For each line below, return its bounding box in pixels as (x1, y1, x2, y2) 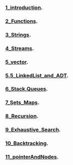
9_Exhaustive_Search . (5, 126, 61, 133)
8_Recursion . (5, 113, 39, 120)
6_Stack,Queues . (5, 86, 48, 93)
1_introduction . (5, 4, 43, 11)
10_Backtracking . (5, 140, 49, 147)
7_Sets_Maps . (5, 99, 40, 106)
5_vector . (5, 58, 29, 65)
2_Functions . (5, 17, 38, 24)
